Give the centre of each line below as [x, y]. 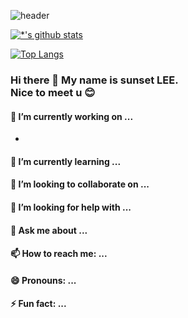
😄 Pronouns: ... [43, 280]
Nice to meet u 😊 [53, 92]
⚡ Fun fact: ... [38, 304]
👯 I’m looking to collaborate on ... [80, 184]
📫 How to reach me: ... [59, 254]
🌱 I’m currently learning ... [66, 161]
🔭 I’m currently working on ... [72, 116]
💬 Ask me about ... [49, 230]
